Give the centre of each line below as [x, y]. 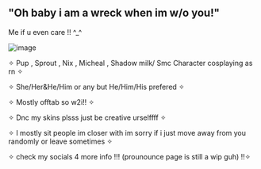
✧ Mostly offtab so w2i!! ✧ [52, 102]
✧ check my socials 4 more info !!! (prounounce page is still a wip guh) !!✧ [130, 156]
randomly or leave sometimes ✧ [61, 141]
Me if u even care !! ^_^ [45, 32]
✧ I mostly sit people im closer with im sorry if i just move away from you [127, 133]
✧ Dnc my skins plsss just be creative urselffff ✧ [87, 117]
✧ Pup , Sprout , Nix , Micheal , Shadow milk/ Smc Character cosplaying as [130, 63]
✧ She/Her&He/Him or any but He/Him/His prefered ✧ [96, 86]
